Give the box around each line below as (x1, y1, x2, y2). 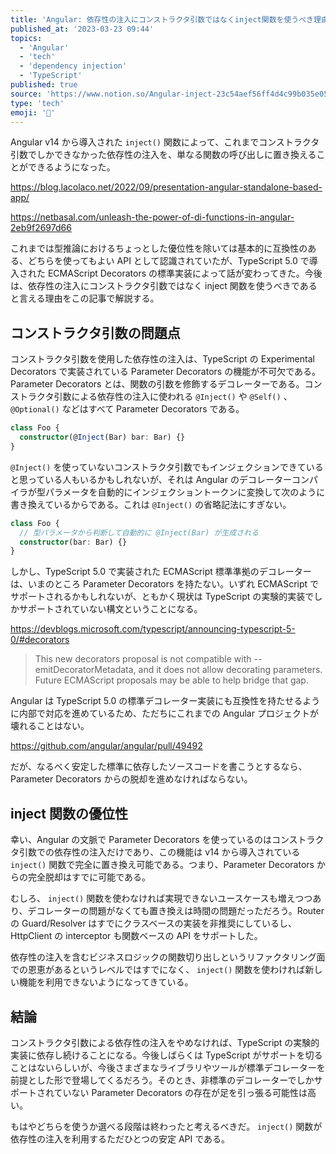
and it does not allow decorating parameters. (138, 664, 323, 676)
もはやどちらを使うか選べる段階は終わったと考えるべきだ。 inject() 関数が (10, 1120, 323, 1132)
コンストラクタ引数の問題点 (10, 324, 181, 341)
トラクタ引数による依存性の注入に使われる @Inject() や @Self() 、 (18, 391, 293, 403)
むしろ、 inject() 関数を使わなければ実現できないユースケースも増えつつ (10, 892, 313, 905)
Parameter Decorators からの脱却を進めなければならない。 (10, 773, 253, 785)
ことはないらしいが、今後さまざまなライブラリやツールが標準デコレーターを (10, 1061, 326, 1073)
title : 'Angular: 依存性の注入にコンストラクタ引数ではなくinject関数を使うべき (10, 14, 315, 25)
